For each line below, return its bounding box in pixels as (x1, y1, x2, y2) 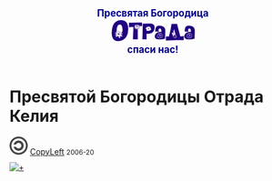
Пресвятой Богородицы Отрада (9, 86, 264, 106)
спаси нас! (126, 44, 179, 55)
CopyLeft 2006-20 (29, 146, 95, 156)
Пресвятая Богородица (96, 7, 209, 19)
